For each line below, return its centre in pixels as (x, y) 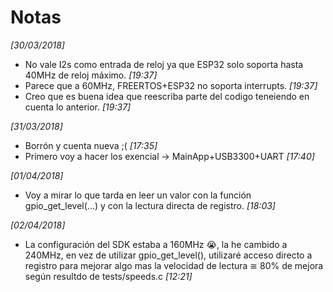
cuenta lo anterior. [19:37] (78, 107)
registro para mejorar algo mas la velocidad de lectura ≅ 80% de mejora (174, 265)
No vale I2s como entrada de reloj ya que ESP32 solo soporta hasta (164, 64)
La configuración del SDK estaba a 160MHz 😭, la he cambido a (156, 244)
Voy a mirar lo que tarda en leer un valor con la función (138, 195)
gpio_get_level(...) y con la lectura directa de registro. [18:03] (150, 205)
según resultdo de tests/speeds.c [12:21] (108, 276)
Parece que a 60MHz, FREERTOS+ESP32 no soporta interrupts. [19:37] (171, 85)
